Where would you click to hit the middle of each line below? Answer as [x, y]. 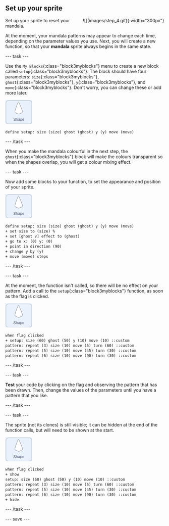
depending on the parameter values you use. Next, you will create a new [80, 41]
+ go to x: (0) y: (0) [29, 241]
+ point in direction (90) [34, 246]
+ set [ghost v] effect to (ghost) [43, 236]
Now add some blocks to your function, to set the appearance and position [83, 181]
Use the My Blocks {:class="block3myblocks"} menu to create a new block [82, 66]
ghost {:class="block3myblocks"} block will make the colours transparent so [84, 157]
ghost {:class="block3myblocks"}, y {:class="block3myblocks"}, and [75, 82]
